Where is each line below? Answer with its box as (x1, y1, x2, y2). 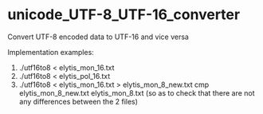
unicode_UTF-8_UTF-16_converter (7, 6, 241, 24)
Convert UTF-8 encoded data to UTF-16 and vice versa (7, 32, 189, 41)
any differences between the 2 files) (18, 96, 139, 106)
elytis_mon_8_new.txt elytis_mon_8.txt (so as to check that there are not (18, 88, 256, 97)
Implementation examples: (7, 47, 95, 57)
